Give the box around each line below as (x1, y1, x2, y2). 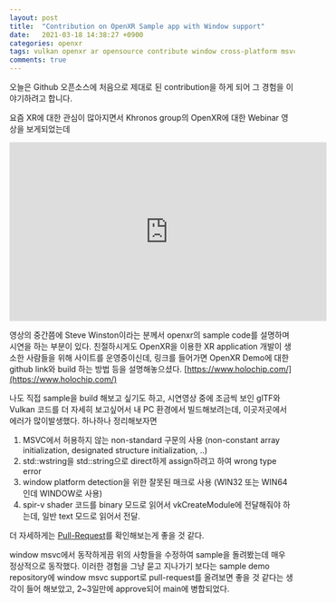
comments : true (9, 55, 67, 64)
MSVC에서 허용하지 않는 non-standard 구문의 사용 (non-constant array (22, 435, 281, 445)
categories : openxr (9, 38, 83, 48)
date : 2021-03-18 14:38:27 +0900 (9, 30, 144, 39)
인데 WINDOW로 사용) (22, 488, 102, 499)
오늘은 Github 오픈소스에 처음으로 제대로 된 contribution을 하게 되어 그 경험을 (9, 82, 284, 92)
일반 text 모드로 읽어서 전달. (42, 510, 140, 521)
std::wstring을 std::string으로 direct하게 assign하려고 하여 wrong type (22, 456, 277, 466)
